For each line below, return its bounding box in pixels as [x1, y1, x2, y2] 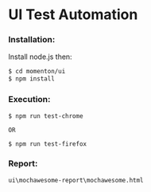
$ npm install [8, 75, 56, 83]
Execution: [8, 94, 51, 105]
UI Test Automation [8, 6, 138, 24]
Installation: [8, 34, 56, 45]
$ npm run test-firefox [8, 139, 87, 148]
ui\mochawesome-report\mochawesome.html [8, 176, 145, 184]
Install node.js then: [8, 52, 73, 61]
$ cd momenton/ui [8, 68, 66, 76]
